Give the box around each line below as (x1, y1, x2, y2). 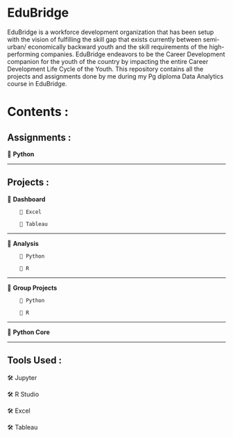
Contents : (7, 104, 69, 119)
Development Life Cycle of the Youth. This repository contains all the (7, 65, 204, 73)
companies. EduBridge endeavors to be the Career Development (40, 50, 225, 58)
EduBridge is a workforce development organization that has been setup (7, 28, 214, 36)
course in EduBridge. (7, 79, 67, 88)
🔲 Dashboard (7, 195, 46, 203)
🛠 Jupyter (7, 373, 37, 381)
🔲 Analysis (7, 239, 40, 247)
